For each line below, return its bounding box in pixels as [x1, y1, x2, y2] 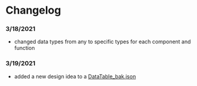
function [14, 44, 35, 52]
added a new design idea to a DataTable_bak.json [14, 72, 136, 80]
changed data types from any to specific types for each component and [14, 38, 191, 45]
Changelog [5, 4, 61, 17]
